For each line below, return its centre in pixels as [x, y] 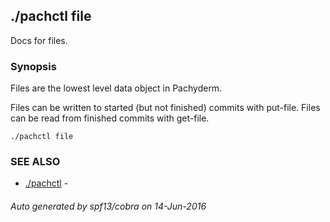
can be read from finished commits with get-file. [110, 118]
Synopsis [33, 66]
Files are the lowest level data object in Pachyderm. [116, 88]
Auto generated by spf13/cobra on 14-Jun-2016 [108, 206]
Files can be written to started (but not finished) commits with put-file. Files [165, 108]
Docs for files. [39, 40]
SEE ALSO [35, 162]
